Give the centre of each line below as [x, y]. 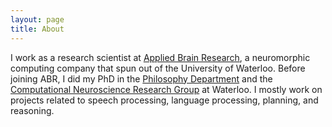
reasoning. [32, 110]
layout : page [37, 19]
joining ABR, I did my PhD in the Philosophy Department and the [141, 78]
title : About [37, 29]
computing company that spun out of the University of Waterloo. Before [158, 68]
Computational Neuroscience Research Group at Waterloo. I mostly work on [166, 89]
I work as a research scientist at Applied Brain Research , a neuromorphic [160, 57]
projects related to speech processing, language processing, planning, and [164, 100]
